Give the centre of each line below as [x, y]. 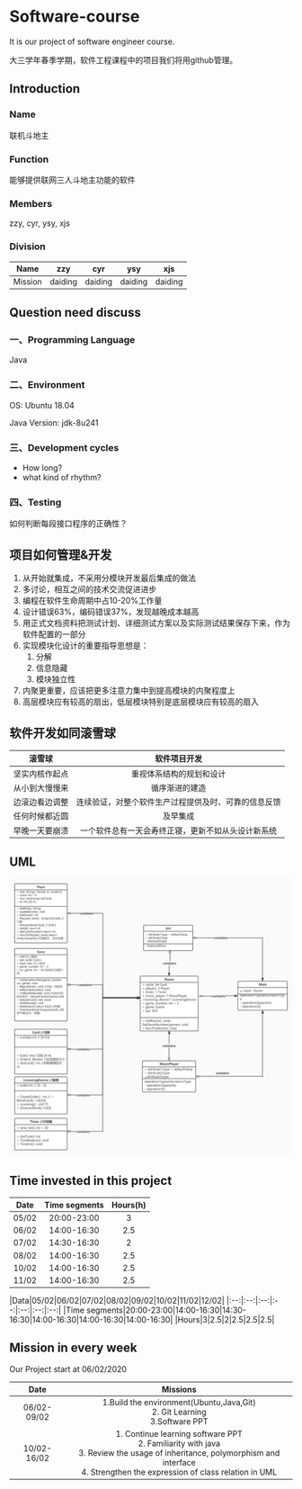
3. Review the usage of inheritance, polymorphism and [179, 1453]
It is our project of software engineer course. [92, 41]
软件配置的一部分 [54, 634]
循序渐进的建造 [179, 787]
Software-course [75, 17]
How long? [42, 468]
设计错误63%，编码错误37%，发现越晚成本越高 [111, 612]
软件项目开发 [178, 758]
